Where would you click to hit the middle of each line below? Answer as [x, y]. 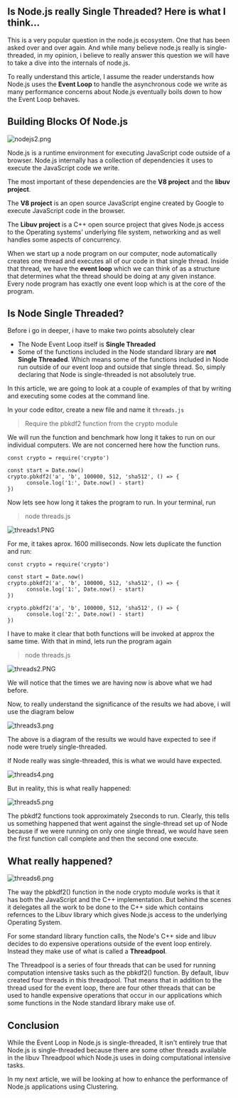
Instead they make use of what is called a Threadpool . [87, 951]
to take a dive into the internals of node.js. [69, 63]
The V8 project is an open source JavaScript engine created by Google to [116, 203]
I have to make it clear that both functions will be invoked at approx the [111, 634]
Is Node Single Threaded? [66, 314]
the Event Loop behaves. [44, 99]
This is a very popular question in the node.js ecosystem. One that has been [119, 40]
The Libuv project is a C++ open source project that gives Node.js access [116, 224]
